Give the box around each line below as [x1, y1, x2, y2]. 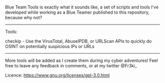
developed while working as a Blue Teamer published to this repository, [5, 9, 150, 15]
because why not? [5, 15, 43, 20]
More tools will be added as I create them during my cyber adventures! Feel [5, 57, 158, 63]
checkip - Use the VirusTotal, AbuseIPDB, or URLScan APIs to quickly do [5, 38, 152, 44]
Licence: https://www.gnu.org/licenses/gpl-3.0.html [5, 72, 110, 78]
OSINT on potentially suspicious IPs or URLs [5, 44, 95, 49]
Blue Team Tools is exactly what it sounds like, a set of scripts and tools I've [5, 4, 159, 10]
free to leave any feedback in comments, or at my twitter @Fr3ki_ [5, 63, 137, 68]
